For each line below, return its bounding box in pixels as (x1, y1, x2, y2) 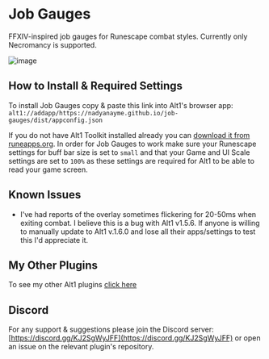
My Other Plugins (8, 258, 99, 272)
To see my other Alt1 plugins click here (8, 280, 137, 290)
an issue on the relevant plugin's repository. (8, 342, 154, 352)
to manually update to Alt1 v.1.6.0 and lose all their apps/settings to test (19, 227, 256, 236)
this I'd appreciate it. (19, 235, 89, 244)
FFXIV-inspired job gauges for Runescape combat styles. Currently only (8, 31, 248, 41)
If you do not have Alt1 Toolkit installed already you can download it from (8, 130, 250, 140)
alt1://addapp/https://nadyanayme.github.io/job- (8, 109, 179, 117)
